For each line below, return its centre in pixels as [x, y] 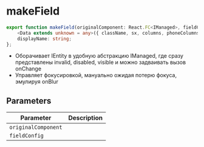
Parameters [29, 101]
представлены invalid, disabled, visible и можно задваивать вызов [100, 63]
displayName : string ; [44, 39]
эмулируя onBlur [37, 82]
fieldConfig [27, 136]
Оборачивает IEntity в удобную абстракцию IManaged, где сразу [99, 56]
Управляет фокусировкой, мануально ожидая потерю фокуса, [96, 75]
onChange [28, 69]
